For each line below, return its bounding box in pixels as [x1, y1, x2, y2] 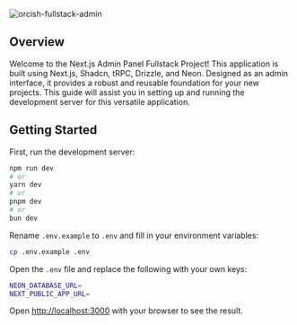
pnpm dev [9, 198, 42, 206]
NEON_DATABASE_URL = [9, 281, 83, 290]
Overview [9, 34, 66, 49]
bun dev [9, 214, 39, 223]
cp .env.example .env [9, 247, 91, 256]
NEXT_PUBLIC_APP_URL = [9, 289, 91, 298]
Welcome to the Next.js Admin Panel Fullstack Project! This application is [9, 58, 279, 69]
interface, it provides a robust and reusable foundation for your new [9, 77, 260, 88]
